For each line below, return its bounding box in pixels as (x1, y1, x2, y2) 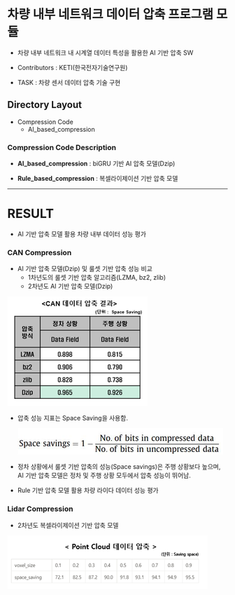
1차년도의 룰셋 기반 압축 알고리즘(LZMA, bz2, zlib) (27, 273, 166, 282)
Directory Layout (7, 99, 83, 111)
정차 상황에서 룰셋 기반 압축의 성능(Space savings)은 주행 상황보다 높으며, (17, 463, 221, 471)
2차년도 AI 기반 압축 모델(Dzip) (27, 282, 113, 291)
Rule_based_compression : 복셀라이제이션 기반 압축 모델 (17, 175, 178, 183)
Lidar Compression (7, 504, 73, 514)
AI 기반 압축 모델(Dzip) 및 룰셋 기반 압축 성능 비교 (17, 264, 152, 273)
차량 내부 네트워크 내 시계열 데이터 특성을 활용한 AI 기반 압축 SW (17, 48, 194, 57)
